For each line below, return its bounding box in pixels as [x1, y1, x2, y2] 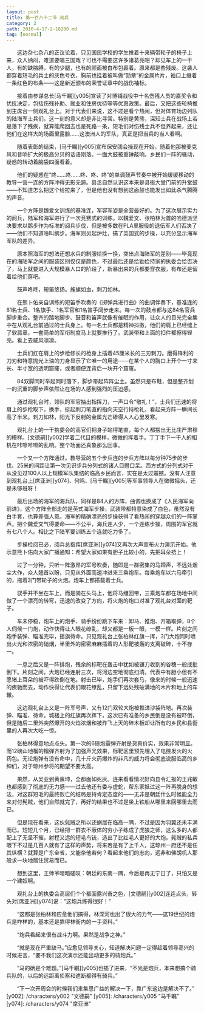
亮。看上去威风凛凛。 [6, 336, 59, 344]
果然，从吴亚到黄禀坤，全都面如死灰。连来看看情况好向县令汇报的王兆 [16, 776, 192, 783]
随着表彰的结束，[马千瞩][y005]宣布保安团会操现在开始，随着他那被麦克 [16, 143, 197, 151]
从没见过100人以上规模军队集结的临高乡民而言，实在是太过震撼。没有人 [6, 469, 186, 477]
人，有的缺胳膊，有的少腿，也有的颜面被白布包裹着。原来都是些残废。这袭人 [6, 64, 198, 72]
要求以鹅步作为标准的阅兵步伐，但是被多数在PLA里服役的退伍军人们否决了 [11, 222, 197, 230]
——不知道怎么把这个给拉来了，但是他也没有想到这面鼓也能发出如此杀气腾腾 [6, 186, 198, 194]
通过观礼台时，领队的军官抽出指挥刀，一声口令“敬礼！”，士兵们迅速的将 [16, 398, 197, 406]
